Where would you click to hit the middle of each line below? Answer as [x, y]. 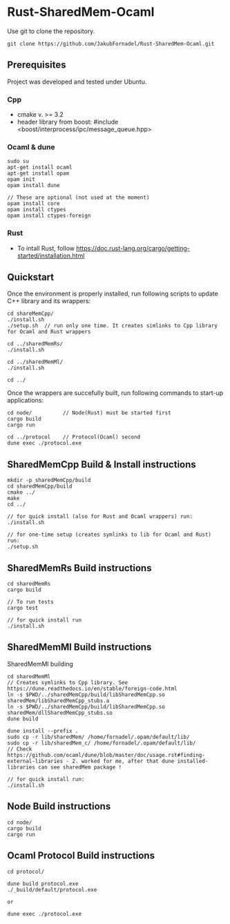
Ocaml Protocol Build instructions [81, 856]
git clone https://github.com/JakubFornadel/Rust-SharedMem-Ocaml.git [111, 44]
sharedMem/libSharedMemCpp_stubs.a [58, 701]
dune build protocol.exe [43, 884]
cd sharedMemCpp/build [40, 487]
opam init [21, 180]
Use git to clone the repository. [51, 31]
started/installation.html [51, 256]
